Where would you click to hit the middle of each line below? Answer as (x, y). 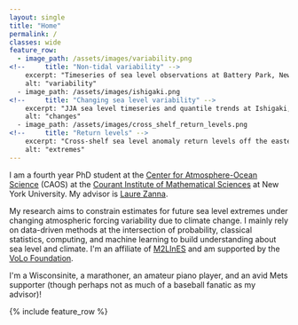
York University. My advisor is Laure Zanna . (89, 194)
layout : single (37, 17)
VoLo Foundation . (41, 258)
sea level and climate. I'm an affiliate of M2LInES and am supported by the (145, 249)
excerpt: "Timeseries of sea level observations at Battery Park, (150, 75)
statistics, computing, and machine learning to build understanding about (143, 239)
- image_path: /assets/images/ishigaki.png (98, 91)
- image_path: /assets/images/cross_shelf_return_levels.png (133, 125)
